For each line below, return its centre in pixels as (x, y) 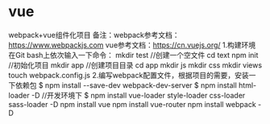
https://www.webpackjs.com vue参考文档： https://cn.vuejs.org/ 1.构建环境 (132, 45)
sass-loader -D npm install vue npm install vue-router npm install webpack (132, 104)
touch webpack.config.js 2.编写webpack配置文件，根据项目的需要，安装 (129, 75)
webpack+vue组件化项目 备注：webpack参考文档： (94, 35)
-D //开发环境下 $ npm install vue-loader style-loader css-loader (138, 95)
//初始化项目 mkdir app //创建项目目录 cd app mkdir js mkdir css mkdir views (135, 65)
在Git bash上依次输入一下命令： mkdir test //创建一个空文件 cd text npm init (133, 55)
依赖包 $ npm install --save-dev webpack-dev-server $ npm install (126, 85)
